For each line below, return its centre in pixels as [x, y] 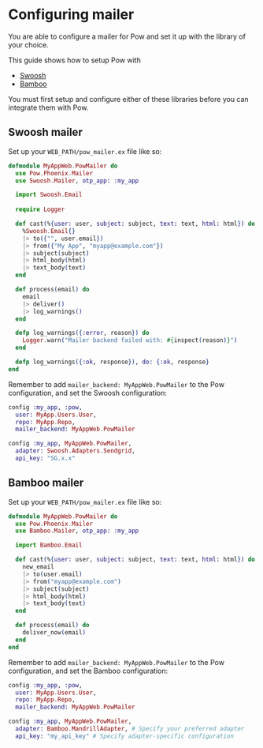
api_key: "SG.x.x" [46, 458]
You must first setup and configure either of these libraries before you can [129, 99]
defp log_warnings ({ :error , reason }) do [82, 333]
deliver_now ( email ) [54, 633]
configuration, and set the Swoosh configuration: [87, 393]
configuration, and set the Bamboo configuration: [88, 671]
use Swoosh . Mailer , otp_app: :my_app [77, 180]
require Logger [40, 210]
